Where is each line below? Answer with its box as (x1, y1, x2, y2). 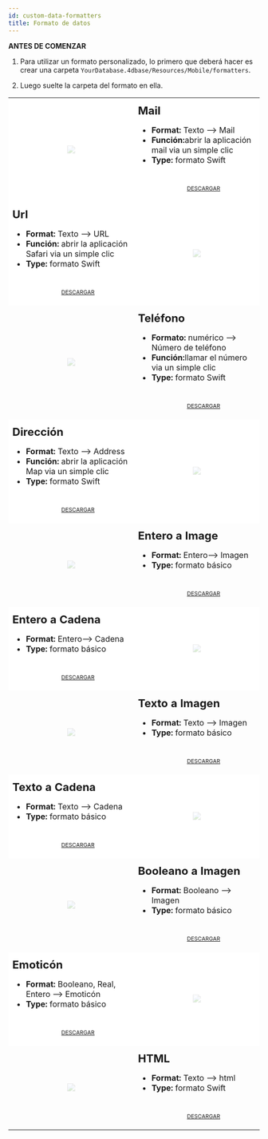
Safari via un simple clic (26, 248, 115, 259)
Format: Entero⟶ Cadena (26, 633, 124, 644)
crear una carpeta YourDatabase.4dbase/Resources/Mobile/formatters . (19, 65, 251, 74)
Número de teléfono (151, 342, 227, 353)
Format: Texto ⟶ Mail (151, 125, 235, 136)
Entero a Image (138, 528, 219, 543)
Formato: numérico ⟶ (151, 332, 237, 343)
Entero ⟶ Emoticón (26, 988, 101, 999)
